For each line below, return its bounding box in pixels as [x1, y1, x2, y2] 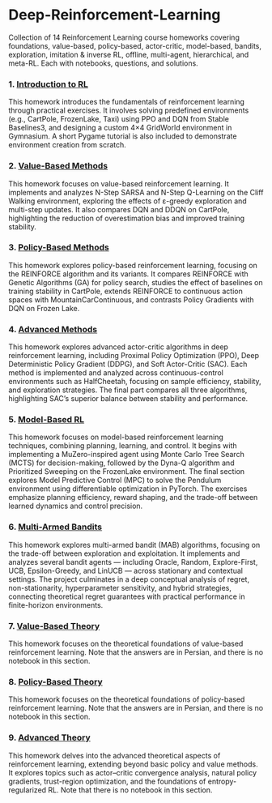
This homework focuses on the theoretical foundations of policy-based [8, 694, 245, 704]
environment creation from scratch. [8, 140, 127, 150]
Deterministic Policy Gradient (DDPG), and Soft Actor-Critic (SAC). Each [8, 359, 248, 369]
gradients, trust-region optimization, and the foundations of [8, 776, 206, 786]
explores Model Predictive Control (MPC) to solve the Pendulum [8, 476, 222, 485]
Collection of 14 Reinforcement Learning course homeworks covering [8, 32, 240, 42]
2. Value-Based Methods [8, 160, 108, 172]
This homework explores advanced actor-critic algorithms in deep [8, 342, 229, 352]
